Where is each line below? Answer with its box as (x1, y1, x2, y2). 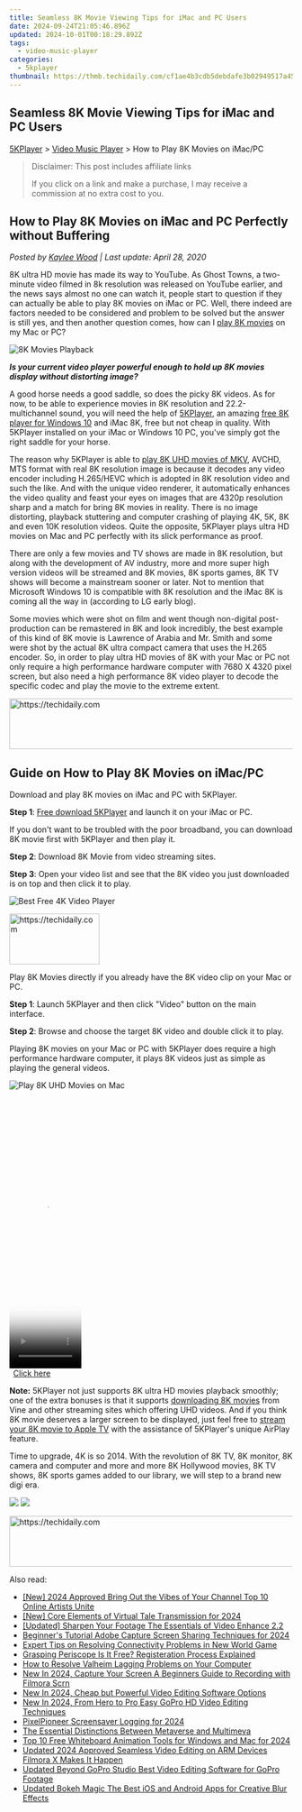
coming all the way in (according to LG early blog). (9, 596, 196, 607)
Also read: (9, 1574, 48, 1585)
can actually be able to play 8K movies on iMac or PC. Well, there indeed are (9, 298, 292, 309)
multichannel (9, 407, 58, 419)
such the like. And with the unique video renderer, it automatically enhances (9, 483, 290, 494)
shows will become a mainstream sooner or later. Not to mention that (9, 577, 265, 588)
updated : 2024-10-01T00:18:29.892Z (9, 30, 143, 39)
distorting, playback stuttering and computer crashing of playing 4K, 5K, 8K (9, 511, 289, 523)
